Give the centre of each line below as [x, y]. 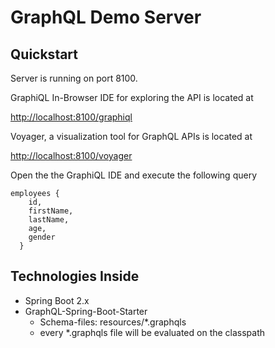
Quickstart [44, 54]
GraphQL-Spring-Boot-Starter [86, 311]
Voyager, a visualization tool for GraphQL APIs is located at [131, 136]
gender [42, 237]
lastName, [49, 220]
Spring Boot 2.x [57, 300]
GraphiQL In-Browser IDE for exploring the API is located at [132, 97]
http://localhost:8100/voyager [71, 155]
